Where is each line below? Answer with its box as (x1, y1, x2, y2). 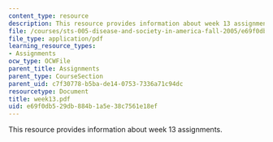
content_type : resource (8, 11, 89, 20)
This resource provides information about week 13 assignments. (8, 125, 223, 135)
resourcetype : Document (8, 87, 89, 96)
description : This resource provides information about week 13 (8, 19, 231, 28)
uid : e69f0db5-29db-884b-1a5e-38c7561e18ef (8, 102, 158, 110)
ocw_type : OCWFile (8, 58, 71, 66)
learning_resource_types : (8, 42, 96, 50)
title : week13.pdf (8, 95, 71, 103)
